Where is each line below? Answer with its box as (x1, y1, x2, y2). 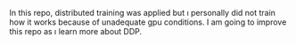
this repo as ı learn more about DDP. (9, 26, 143, 36)
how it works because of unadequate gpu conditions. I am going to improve (9, 17, 287, 27)
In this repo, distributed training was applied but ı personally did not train (9, 8, 276, 18)
